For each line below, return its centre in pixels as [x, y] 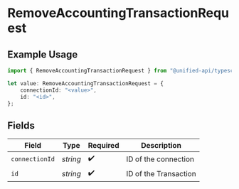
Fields [21, 125]
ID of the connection [160, 159]
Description [161, 146]
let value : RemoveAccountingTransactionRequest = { [85, 83]
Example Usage [43, 54]
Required [103, 146]
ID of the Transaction [161, 173]
